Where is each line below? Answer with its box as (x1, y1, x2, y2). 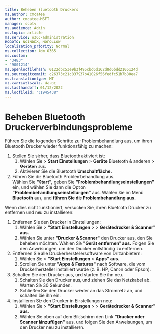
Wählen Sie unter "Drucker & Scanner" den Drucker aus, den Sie (19, 235, 153, 241)
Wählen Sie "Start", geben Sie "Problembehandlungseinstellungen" (12, 179, 155, 185)
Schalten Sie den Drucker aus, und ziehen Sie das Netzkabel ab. (19, 277, 151, 283)
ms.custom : (5, 53, 28, 58)
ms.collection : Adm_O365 (5, 48, 56, 53)
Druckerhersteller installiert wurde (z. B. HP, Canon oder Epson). (19, 266, 151, 272)
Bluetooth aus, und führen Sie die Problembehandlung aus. (12, 195, 136, 201)
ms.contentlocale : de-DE (5, 81, 56, 85)
